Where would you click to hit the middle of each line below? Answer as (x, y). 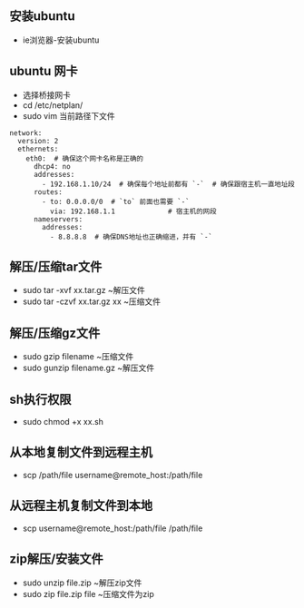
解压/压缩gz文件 (55, 333)
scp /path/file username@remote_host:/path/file (113, 475)
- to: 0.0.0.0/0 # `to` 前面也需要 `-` (116, 201)
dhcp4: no (52, 166)
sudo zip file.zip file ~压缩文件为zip (88, 593)
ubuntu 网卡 (44, 71)
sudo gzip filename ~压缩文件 (78, 357)
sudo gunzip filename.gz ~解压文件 (88, 368)
